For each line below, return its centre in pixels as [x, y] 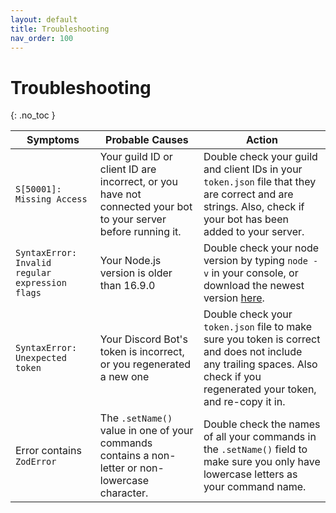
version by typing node [255, 261]
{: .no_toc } [33, 115]
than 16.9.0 [127, 286]
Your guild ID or [136, 157]
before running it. [140, 232]
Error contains [48, 451]
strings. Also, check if [254, 207]
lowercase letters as [250, 474]
